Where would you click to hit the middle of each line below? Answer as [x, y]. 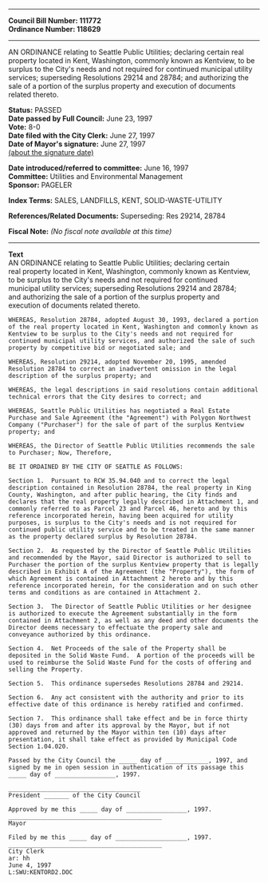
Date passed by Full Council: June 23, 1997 [81, 118]
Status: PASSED [35, 110]
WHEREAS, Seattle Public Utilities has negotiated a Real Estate [119, 411]
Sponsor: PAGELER [40, 185]
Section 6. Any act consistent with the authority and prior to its [126, 698]
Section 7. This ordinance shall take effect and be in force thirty [128, 718]
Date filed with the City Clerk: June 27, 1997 [82, 135]
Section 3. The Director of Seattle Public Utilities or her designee [130, 607]
